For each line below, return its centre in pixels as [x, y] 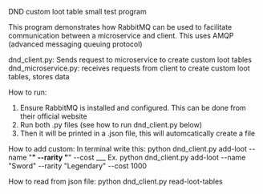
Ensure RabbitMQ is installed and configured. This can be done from [133, 108]
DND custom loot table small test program [77, 12]
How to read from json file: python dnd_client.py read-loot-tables [115, 181]
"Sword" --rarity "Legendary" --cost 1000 [77, 166]
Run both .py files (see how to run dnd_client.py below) [111, 125]
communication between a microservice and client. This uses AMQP [121, 36]
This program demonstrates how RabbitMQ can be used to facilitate [120, 27]
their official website [53, 116]
